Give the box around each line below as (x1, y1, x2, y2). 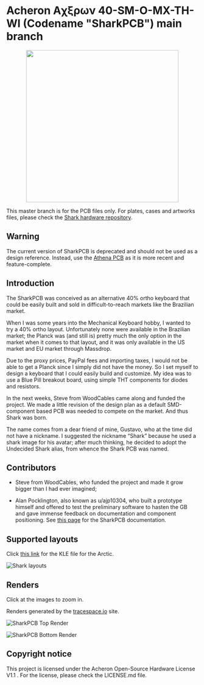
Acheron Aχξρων (6, 4, 96, 18)
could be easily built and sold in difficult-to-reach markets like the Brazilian (6, 301, 194, 308)
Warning (6, 231, 40, 242)
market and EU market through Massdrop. (6, 345, 112, 352)
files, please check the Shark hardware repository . (6, 214, 133, 221)
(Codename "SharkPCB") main (23, 16, 183, 30)
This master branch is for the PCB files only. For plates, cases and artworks (6, 207, 195, 214)
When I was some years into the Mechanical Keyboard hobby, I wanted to (6, 319, 191, 326)
